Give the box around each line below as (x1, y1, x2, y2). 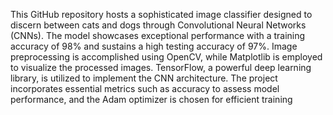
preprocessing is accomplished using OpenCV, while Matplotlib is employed (10, 51, 323, 63)
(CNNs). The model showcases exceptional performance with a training (10, 30, 306, 41)
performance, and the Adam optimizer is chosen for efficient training (10, 94, 293, 105)
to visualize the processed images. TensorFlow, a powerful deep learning (10, 62, 312, 73)
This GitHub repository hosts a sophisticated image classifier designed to (10, 9, 313, 20)
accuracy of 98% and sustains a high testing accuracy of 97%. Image (10, 40, 298, 52)
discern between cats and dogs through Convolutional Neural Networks (10, 19, 307, 31)
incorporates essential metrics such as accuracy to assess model (10, 83, 280, 94)
